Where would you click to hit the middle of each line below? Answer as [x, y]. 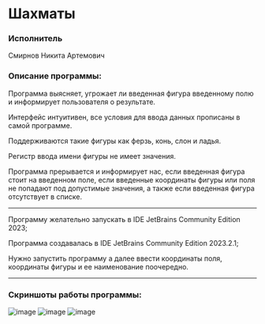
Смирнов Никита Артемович [56, 55]
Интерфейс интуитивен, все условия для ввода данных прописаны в [124, 117]
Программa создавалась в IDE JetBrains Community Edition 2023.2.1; [123, 243]
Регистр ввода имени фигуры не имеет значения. [92, 156]
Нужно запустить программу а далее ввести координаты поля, [115, 258]
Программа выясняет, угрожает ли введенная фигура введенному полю [131, 93]
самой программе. [40, 125]
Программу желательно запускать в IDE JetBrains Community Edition [124, 219]
